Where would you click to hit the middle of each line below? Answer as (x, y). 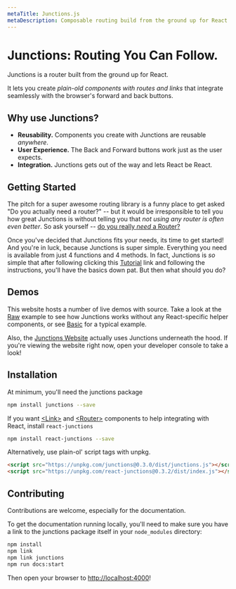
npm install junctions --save (52, 405)
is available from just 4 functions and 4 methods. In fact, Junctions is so (111, 255)
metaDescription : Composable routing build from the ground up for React (118, 20)
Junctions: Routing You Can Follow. (113, 55)
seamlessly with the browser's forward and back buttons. (90, 96)
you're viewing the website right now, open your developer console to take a (118, 345)
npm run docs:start (36, 564)
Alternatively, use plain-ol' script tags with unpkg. (79, 452)
